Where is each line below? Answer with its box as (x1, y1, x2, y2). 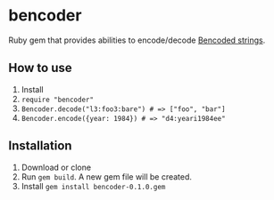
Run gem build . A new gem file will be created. (21, 171, 193, 182)
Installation (8, 139, 72, 154)
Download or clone (21, 162, 91, 172)
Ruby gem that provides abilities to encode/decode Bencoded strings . (8, 35, 266, 45)
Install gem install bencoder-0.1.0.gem (21, 180, 166, 191)
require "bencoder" (21, 95, 95, 104)
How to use (8, 60, 72, 76)
